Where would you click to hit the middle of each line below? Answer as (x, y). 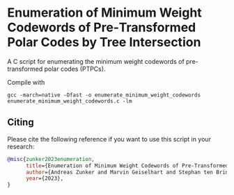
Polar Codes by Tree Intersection (104, 42)
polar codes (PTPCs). (75, 69)
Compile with (26, 82)
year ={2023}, (45, 178)
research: (21, 146)
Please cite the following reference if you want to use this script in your (109, 139)
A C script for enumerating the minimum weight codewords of (96, 61)
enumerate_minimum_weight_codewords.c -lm (70, 101)
